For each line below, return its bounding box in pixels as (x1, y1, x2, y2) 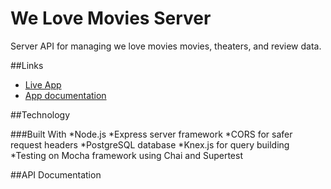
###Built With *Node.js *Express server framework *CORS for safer (10, 128, 293, 140)
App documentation (24, 89, 107, 101)
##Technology (10, 108, 71, 121)
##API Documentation (10, 168, 102, 181)
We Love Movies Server (10, 7, 212, 30)
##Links (10, 59, 44, 71)
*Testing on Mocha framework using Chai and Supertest (10, 149, 243, 161)
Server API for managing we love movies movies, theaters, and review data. (10, 40, 322, 52)
